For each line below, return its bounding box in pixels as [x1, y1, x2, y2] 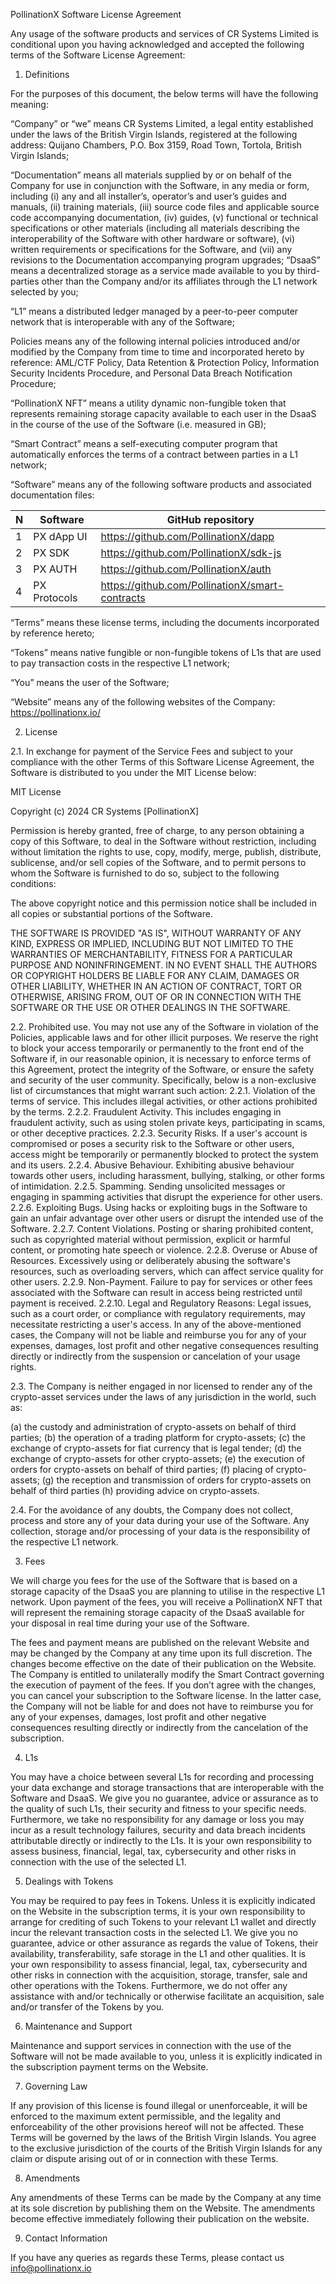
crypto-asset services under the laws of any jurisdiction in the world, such [10, 1391, 317, 1403]
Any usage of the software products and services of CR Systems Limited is [10, 28, 319, 39]
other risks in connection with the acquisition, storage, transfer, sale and [10, 1969, 308, 1981]
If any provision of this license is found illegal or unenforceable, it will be [10, 2100, 308, 2111]
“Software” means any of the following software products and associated [10, 479, 312, 490]
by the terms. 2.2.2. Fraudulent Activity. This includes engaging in [10, 1106, 282, 1118]
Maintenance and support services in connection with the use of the [10, 2040, 292, 2051]
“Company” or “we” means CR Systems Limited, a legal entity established [10, 118, 314, 129]
